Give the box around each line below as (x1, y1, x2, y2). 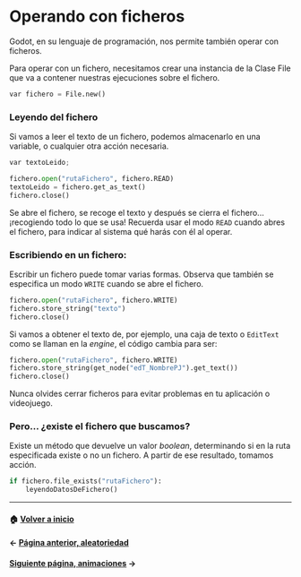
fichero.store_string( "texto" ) (9, 304, 126, 313)
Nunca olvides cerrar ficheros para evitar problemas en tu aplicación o (9, 388, 271, 400)
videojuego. (9, 398, 54, 409)
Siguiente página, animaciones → (9, 557, 136, 568)
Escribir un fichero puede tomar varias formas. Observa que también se (9, 269, 274, 280)
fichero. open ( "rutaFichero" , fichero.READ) (9, 174, 175, 183)
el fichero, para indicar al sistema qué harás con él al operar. (9, 226, 233, 237)
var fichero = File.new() (9, 90, 106, 99)
